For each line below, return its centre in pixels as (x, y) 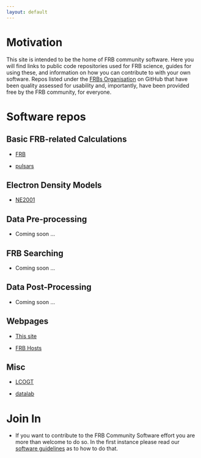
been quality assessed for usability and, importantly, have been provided (98, 85)
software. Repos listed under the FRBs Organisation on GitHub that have (97, 79)
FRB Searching (35, 253)
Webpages (27, 322)
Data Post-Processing (49, 287)
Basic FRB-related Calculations (67, 139)
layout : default (27, 12)
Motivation (35, 42)
